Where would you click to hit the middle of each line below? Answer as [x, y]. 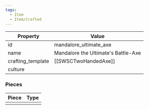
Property [28, 36]
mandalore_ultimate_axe [83, 45]
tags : [11, 10]
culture [16, 70]
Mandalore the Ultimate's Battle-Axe [97, 53]
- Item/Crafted [26, 19]
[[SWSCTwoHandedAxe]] [84, 61]
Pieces [14, 85]
